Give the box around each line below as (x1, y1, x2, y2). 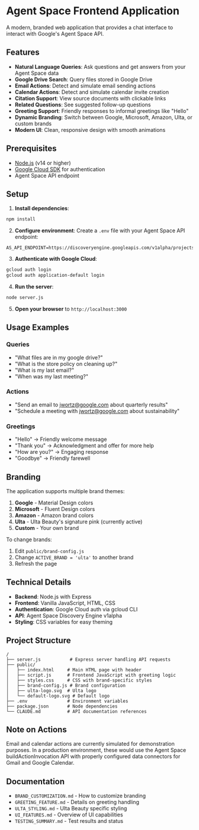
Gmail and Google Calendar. (6, 759, 75, 766)
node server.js (6, 295, 44, 301)
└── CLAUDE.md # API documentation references (6, 708, 147, 714)
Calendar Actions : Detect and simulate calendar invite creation (14, 88, 169, 96)
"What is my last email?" (14, 367, 75, 374)
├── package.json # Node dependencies (6, 703, 118, 709)
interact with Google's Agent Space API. (6, 30, 104, 37)
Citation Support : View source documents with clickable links (14, 94, 166, 102)
